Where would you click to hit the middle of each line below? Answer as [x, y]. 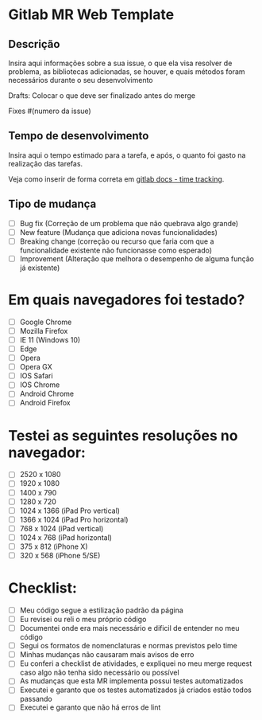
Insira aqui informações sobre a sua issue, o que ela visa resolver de [120, 63]
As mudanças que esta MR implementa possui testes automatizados [131, 681]
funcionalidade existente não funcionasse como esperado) [116, 250]
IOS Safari [36, 376]
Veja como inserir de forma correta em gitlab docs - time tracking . [116, 179]
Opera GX [36, 367]
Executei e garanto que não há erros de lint [90, 707]
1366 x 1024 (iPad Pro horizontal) [74, 519]
